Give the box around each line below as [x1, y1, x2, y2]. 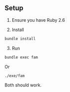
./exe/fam [4, 73, 25, 78]
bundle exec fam [4, 54, 38, 60]
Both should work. [4, 82, 42, 88]
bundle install [4, 36, 36, 41]
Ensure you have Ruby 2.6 [11, 17, 65, 23]
